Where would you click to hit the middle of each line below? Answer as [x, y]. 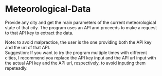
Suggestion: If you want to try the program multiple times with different [76, 53]
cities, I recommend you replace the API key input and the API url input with [81, 57]
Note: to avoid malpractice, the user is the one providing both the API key [78, 42]
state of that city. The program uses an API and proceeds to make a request [81, 27]
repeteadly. [16, 68]
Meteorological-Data [48, 9]
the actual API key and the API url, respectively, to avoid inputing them [75, 63]
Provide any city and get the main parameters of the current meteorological [81, 22]
